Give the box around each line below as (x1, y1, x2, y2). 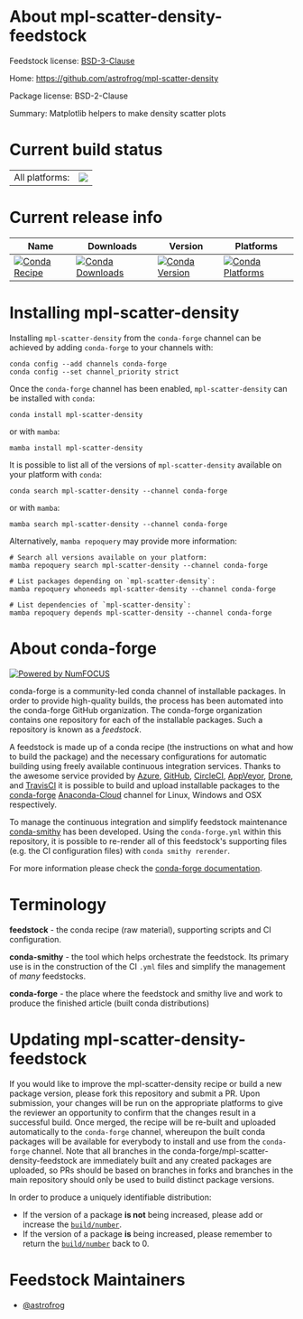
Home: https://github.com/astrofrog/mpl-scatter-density (9, 72, 219, 83)
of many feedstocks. (9, 971, 87, 981)
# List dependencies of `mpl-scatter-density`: (9, 600, 192, 609)
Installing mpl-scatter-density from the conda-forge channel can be (9, 332, 262, 343)
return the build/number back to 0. (22, 1238, 150, 1249)
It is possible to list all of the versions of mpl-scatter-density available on (9, 459, 282, 470)
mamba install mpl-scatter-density (9, 443, 143, 452)
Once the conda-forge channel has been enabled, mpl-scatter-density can (9, 383, 288, 394)
